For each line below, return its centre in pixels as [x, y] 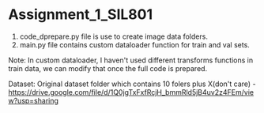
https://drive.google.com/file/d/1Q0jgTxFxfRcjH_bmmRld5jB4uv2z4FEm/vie [131, 92]
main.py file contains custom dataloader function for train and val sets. [135, 44]
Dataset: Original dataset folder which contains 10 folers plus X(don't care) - [132, 84]
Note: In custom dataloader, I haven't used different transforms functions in [131, 60]
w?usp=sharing [34, 100]
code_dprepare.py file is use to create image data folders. [113, 36]
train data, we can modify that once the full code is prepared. [108, 68]
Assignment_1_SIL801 [81, 15]
